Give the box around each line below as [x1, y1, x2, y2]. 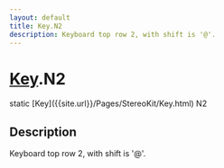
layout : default [9, 13, 70, 22]
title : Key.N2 [9, 22, 63, 31]
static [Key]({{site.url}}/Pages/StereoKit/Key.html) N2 [9, 98, 208, 109]
